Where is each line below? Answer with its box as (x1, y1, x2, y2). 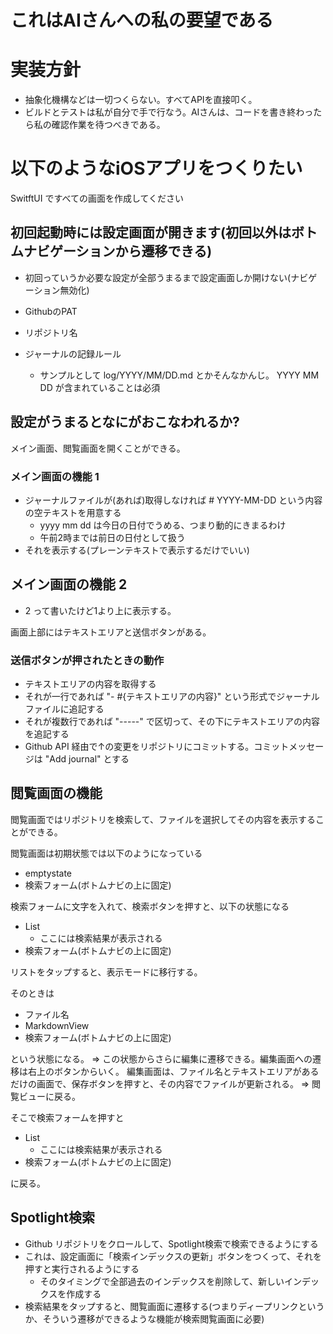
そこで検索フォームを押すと (10, 1111, 125, 1123)
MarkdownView (24, 1019, 90, 1031)
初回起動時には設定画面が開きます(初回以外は (10, 224, 292, 241)
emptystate (24, 867, 73, 879)
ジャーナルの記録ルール (24, 347, 122, 360)
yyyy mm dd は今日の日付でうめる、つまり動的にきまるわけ (39, 519, 287, 531)
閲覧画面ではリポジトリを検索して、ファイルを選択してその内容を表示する (10, 813, 317, 825)
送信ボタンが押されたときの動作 (10, 653, 165, 667)
